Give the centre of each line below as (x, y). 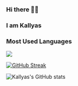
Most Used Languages (39, 41)
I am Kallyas (24, 25)
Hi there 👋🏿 (22, 9)
